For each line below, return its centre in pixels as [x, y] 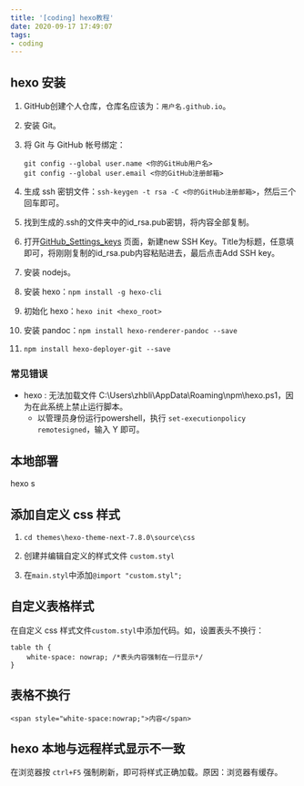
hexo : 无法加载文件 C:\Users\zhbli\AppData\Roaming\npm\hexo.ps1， [154, 395]
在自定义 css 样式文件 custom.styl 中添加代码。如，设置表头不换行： [137, 630]
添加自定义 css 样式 [66, 514]
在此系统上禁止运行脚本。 [80, 407]
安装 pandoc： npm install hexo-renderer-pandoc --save [130, 331]
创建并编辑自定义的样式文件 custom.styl [99, 556]
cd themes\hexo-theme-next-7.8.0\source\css [109, 537]
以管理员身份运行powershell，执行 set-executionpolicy [142, 418]
